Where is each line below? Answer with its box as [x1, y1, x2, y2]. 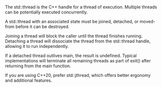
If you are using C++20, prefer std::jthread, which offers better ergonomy [5, 72, 151, 78]
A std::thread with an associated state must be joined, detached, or [5, 19, 139, 24]
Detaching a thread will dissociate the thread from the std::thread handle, [5, 38, 151, 44]
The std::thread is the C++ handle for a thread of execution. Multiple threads [5, 4, 157, 10]
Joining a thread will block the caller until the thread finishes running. [5, 33, 143, 39]
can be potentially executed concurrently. [5, 9, 88, 15]
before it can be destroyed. [15, 24, 70, 29]
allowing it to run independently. [5, 43, 69, 49]
